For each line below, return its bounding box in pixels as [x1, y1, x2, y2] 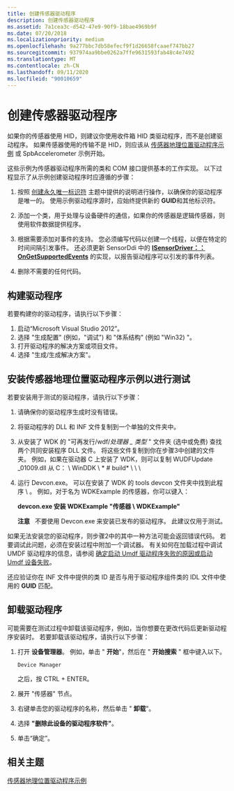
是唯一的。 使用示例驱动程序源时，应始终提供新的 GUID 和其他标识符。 [17, 196, 219, 205]
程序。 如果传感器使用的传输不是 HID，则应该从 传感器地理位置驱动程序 [13, 140, 219, 149]
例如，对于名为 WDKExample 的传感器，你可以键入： [37, 487, 190, 495]
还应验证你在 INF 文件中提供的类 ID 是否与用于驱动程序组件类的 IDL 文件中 [7, 572, 220, 581]
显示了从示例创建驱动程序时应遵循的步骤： [13, 173, 136, 182]
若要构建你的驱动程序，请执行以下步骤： [7, 310, 123, 318]
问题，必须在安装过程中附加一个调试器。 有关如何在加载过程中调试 [31, 540, 223, 549]
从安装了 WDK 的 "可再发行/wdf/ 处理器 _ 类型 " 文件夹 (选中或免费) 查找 [17, 437, 222, 446]
